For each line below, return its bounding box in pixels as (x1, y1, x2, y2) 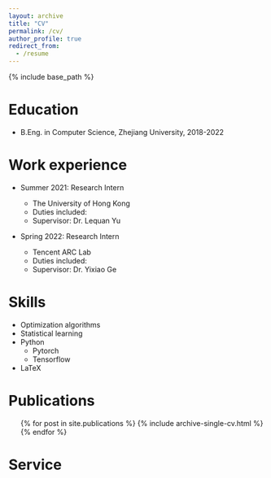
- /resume (15, 50, 49, 58)
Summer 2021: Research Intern (20, 182, 125, 192)
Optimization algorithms (20, 319, 101, 329)
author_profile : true (8, 34, 82, 43)
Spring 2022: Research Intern (20, 231, 120, 241)
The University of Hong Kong (32, 198, 130, 208)
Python (20, 337, 45, 346)
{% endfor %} (20, 427, 68, 437)
